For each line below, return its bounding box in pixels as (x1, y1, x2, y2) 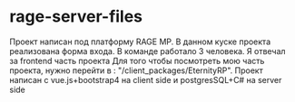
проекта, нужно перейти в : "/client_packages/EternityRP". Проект (9, 65, 263, 76)
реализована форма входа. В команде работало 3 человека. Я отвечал (9, 45, 286, 56)
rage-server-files (9, 6, 143, 27)
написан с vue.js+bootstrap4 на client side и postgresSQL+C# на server (9, 74, 282, 85)
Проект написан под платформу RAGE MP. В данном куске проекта (9, 36, 270, 47)
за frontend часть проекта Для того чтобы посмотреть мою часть (9, 55, 265, 66)
